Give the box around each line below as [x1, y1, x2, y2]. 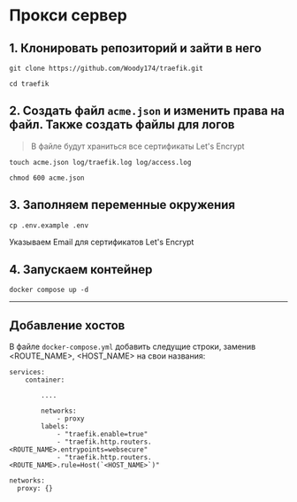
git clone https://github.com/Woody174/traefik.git [9, 64, 203, 73]
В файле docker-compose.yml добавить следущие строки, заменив [9, 342, 256, 352]
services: [9, 368, 46, 377]
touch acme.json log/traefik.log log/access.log [9, 158, 192, 166]
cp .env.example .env [9, 220, 89, 230]
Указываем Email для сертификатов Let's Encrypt [9, 236, 194, 247]
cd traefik [9, 80, 49, 89]
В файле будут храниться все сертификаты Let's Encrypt [30, 141, 245, 151]
